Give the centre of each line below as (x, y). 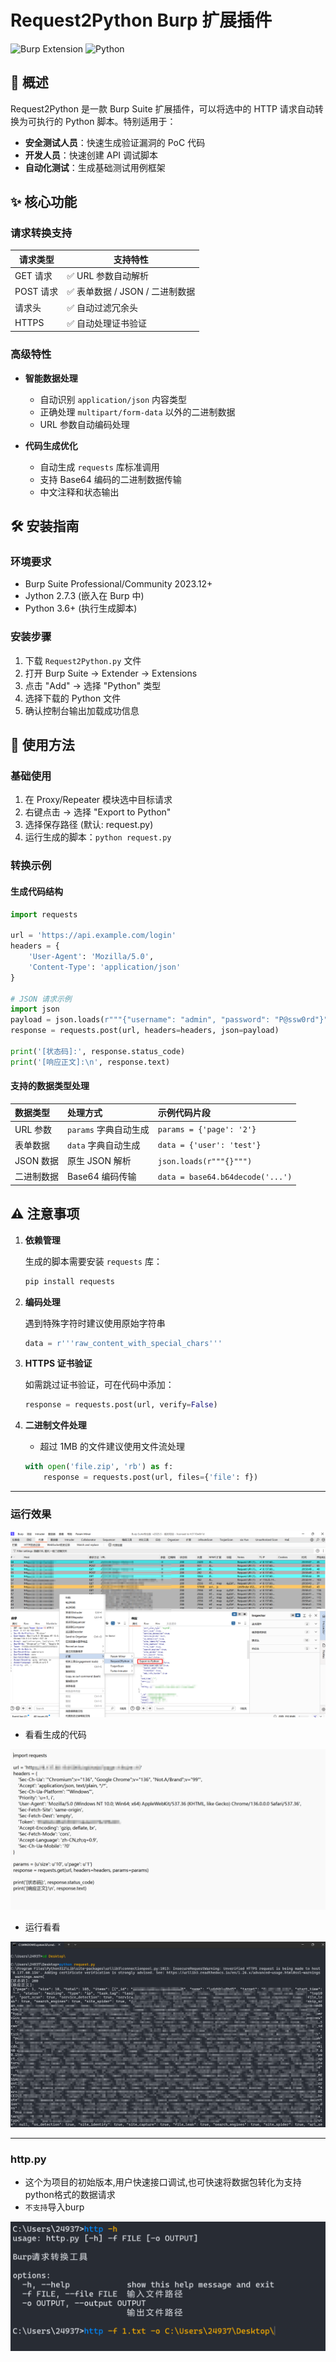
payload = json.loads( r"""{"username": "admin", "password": (140, 1020)
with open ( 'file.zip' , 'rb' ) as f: (99, 1467)
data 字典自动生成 (104, 1145)
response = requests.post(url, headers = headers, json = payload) (145, 1031)
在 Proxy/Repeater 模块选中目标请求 (98, 800)
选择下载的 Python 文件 (73, 698)
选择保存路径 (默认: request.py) (89, 825)
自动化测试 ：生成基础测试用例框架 (95, 167)
